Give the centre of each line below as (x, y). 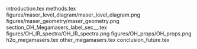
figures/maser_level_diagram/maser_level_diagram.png (73, 15)
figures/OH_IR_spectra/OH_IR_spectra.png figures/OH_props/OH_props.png (99, 34)
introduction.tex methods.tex (41, 9)
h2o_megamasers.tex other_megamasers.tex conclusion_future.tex (88, 40)
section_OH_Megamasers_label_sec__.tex (57, 27)
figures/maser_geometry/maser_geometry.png (63, 21)
